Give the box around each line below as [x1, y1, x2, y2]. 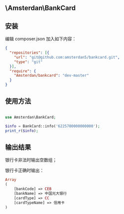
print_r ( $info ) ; [5, 128, 38, 133]
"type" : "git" [14, 59, 43, 64]
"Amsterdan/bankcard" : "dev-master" [14, 73, 90, 78]
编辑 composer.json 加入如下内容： [5, 36, 76, 42]
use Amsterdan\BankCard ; [5, 115, 56, 120]
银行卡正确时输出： [5, 167, 44, 174]
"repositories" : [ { [9, 50, 50, 56]
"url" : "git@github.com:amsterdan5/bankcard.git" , [14, 55, 120, 60]
